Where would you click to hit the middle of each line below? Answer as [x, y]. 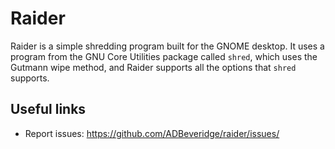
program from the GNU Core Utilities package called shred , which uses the [164, 56]
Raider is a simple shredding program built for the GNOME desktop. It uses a [167, 46]
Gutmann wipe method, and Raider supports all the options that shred [153, 67]
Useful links [48, 109]
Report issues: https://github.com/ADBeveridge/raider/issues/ [152, 133]
